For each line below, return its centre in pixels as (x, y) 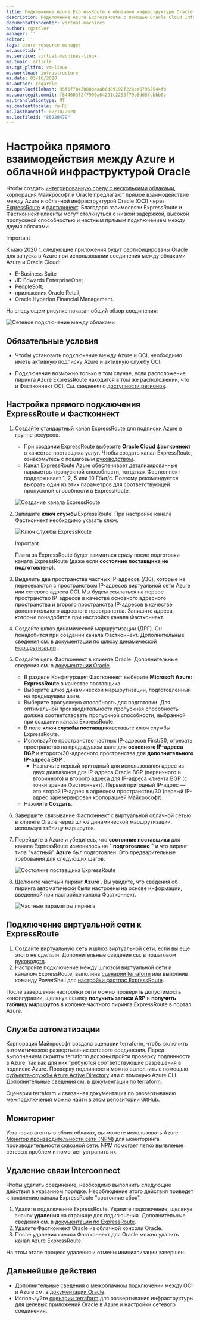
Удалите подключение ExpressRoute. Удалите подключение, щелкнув (104, 1209)
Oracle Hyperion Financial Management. (64, 299)
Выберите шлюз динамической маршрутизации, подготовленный (107, 690)
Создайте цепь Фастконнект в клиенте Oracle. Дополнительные (96, 659)
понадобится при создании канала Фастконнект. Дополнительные (99, 635)
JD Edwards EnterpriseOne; (49, 280)
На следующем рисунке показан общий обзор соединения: (82, 311)
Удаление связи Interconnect (63, 1171)
